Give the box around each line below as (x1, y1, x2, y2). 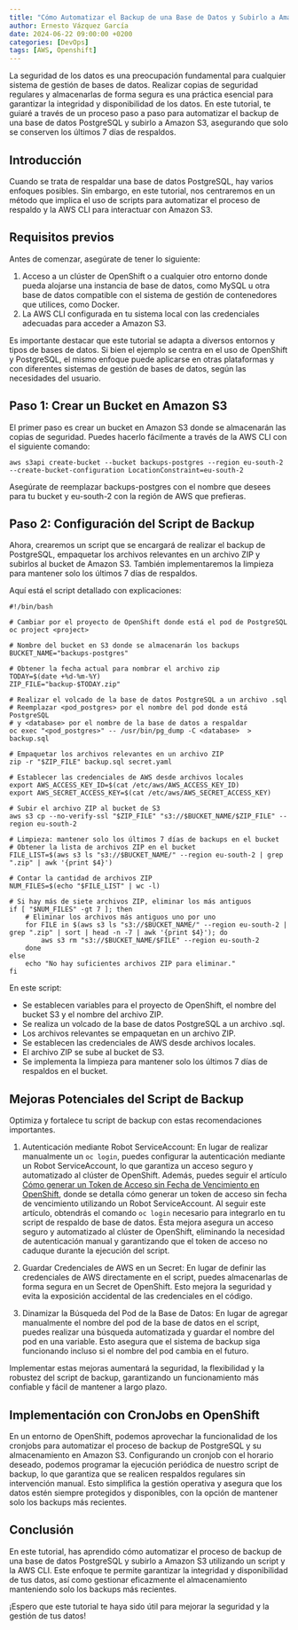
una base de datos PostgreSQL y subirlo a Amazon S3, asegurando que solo (9, 117, 288, 129)
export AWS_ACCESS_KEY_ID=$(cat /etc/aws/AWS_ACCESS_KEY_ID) (9, 781, 240, 790)
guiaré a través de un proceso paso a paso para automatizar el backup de (9, 108, 279, 119)
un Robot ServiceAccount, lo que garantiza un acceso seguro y (21, 1161, 254, 1172)
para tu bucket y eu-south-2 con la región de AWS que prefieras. (9, 490, 247, 501)
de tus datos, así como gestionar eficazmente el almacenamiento (9, 1574, 247, 1585)
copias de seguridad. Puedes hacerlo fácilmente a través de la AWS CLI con (9, 431, 287, 442)
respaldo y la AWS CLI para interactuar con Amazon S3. (9, 204, 213, 215)
